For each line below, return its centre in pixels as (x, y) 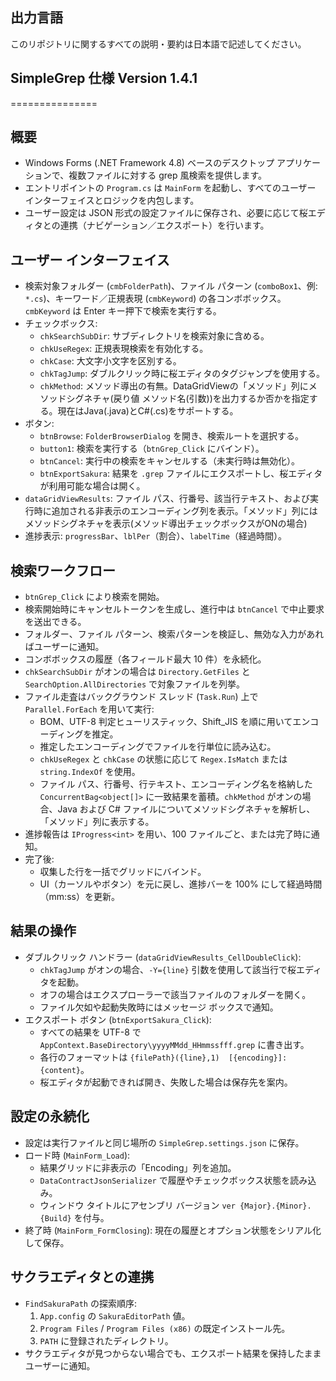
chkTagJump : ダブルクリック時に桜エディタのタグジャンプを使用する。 (182, 374)
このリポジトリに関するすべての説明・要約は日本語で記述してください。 (158, 44)
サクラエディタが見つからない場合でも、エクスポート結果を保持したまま (173, 1353)
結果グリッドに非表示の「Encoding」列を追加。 (138, 1167)
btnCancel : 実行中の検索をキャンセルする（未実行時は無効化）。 (170, 461)
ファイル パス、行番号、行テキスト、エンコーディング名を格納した (176, 784)
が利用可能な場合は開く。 (92, 486)
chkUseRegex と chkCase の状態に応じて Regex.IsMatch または (163, 759)
